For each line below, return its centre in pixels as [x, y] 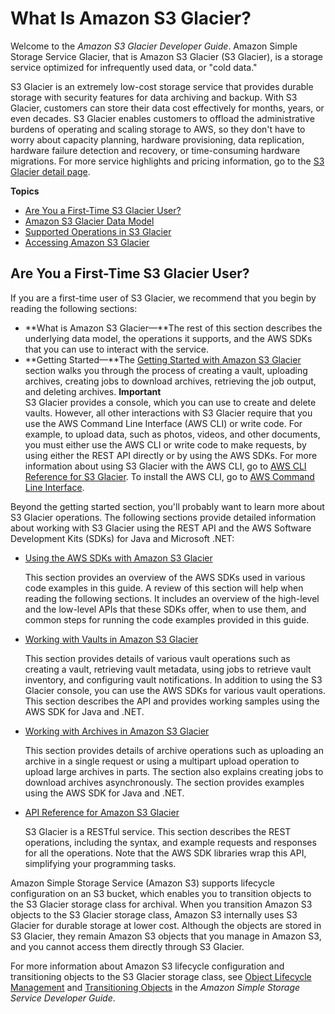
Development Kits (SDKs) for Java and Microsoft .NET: [122, 538]
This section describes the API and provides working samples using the [172, 701]
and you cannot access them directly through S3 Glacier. [127, 946]
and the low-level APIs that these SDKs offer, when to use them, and [165, 609]
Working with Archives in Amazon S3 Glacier [117, 731]
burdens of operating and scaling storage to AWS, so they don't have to [158, 129]
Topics [25, 191]
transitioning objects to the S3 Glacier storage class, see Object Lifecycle [161, 976]
